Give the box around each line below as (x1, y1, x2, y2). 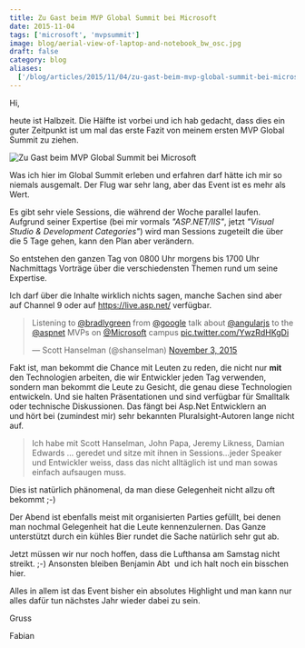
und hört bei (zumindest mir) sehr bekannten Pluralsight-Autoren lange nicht (9, 410, 295, 421)
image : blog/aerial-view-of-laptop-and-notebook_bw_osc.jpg (9, 38, 242, 48)
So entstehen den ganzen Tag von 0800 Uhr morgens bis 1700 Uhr (9, 253, 261, 264)
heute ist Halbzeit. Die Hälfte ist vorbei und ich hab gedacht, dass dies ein (9, 115, 286, 125)
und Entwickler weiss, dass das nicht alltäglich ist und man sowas (31, 456, 279, 468)
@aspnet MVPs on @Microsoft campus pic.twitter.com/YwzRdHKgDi (31, 326, 290, 337)
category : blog (9, 55, 67, 65)
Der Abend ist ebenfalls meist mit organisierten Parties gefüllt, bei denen (9, 511, 281, 523)
